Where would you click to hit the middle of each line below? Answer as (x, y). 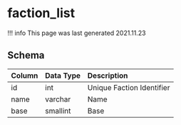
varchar (58, 99)
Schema (26, 55)
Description (108, 75)
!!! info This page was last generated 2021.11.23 (77, 33)
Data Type (63, 75)
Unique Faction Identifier (129, 87)
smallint (58, 111)
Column (25, 75)
